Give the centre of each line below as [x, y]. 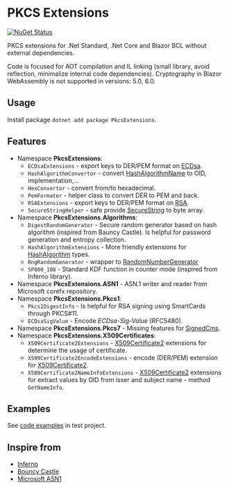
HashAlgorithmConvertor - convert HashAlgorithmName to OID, [117, 173]
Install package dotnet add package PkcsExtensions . [82, 119]
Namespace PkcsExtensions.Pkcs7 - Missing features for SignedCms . [119, 328]
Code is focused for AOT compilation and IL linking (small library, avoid [109, 66]
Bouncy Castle [38, 472]
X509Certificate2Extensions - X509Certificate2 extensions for [117, 342]
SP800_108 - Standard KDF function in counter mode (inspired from [122, 269]
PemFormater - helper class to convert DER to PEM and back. [113, 195]
